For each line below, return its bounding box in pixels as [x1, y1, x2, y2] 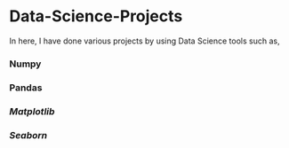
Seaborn [9, 129, 48, 141]
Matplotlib [9, 105, 55, 117]
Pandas [9, 82, 43, 94]
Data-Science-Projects [9, 6, 183, 27]
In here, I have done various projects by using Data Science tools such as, [9, 35, 280, 46]
